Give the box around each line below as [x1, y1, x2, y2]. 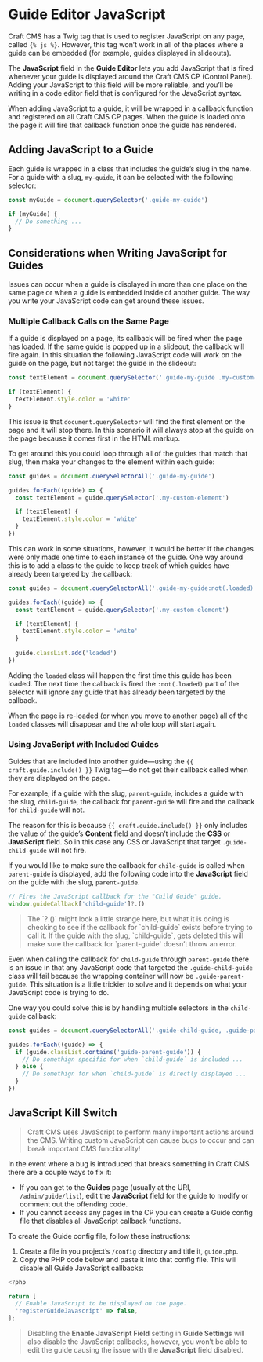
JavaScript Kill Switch [8, 1106, 117, 1120]
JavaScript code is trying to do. [8, 987, 110, 997]
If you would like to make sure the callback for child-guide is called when [8, 861, 245, 870]
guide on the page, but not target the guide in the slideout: [8, 359, 196, 368]
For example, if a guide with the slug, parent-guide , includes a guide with [8, 789, 244, 798]
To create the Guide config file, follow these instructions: [8, 1231, 191, 1240]
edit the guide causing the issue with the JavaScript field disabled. [27, 1346, 244, 1355]
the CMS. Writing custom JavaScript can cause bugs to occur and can [27, 1135, 254, 1144]
